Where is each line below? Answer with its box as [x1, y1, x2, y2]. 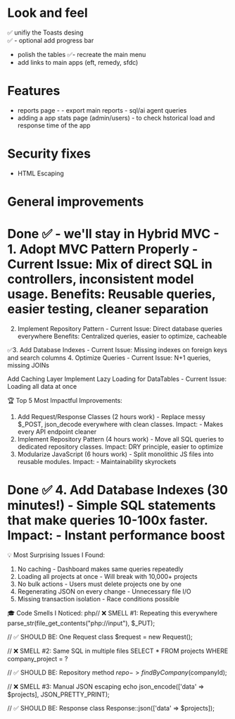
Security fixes [7, 146, 91, 162]
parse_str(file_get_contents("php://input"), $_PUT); [7, 618, 155, 627]
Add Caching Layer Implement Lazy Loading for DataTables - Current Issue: [7, 375, 227, 383]
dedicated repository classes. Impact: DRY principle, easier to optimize [17, 442, 224, 451]
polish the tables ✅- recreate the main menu [17, 50, 146, 58]
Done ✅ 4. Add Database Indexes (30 [7, 482, 229, 498]
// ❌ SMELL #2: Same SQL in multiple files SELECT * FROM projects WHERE [7, 646, 229, 655]
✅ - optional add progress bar [7, 36, 94, 44]
